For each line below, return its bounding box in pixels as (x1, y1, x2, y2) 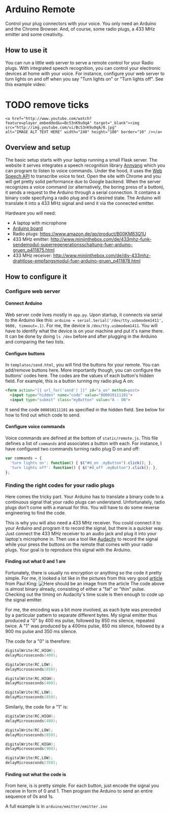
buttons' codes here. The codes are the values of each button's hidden (5, 373, 154, 379)
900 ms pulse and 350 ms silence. (5, 628, 78, 635)
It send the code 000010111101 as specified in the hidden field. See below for (5, 406, 165, 412)
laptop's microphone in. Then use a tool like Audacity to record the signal (5, 536, 158, 542)
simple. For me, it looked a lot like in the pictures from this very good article (5, 575, 163, 582)
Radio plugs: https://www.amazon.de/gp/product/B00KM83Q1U (12, 230, 146, 237)
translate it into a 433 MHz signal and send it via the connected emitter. (5, 200, 155, 206)
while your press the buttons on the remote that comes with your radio (5, 541, 153, 547)
